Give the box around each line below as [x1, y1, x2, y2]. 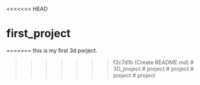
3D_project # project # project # [113, 65, 194, 72]
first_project [6, 27, 71, 40]
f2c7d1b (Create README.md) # [113, 58, 194, 66]
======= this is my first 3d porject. [6, 46, 98, 54]
